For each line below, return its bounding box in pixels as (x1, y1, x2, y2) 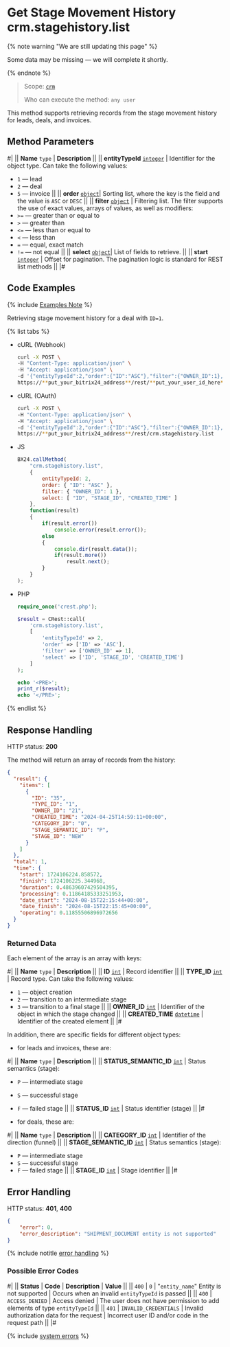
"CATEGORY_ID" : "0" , (32, 820, 91, 827)
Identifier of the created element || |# (16, 1017, 122, 1026)
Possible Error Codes (7, 1266, 79, 1276)
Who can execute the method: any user (23, 95, 136, 104)
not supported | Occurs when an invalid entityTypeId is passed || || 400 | (7, 1289, 212, 1298)
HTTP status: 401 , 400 (7, 1204, 72, 1212)
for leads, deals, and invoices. (7, 115, 92, 124)
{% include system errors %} (7, 1331, 89, 1340)
